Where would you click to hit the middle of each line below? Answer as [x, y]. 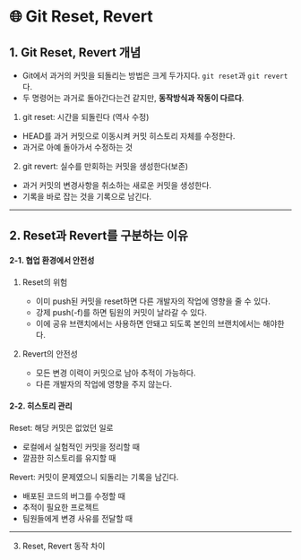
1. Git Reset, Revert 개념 [75, 52]
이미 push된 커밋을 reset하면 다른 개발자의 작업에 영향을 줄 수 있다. [153, 301]
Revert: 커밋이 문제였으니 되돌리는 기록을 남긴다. [94, 477]
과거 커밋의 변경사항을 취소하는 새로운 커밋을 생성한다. [117, 185]
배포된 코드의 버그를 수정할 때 [73, 495]
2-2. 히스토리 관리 [41, 406]
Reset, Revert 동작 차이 [64, 546]
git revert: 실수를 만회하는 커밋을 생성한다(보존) [105, 166]
